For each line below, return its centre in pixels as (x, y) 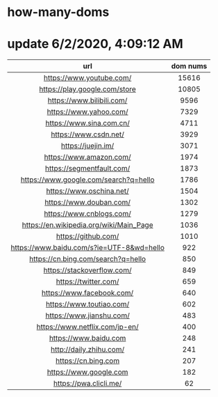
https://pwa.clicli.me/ (87, 384)
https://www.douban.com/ (87, 203)
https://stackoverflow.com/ (87, 270)
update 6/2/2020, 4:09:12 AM (95, 44)
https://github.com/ (87, 236)
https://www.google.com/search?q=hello (87, 180)
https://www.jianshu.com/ (87, 316)
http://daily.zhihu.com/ (88, 350)
